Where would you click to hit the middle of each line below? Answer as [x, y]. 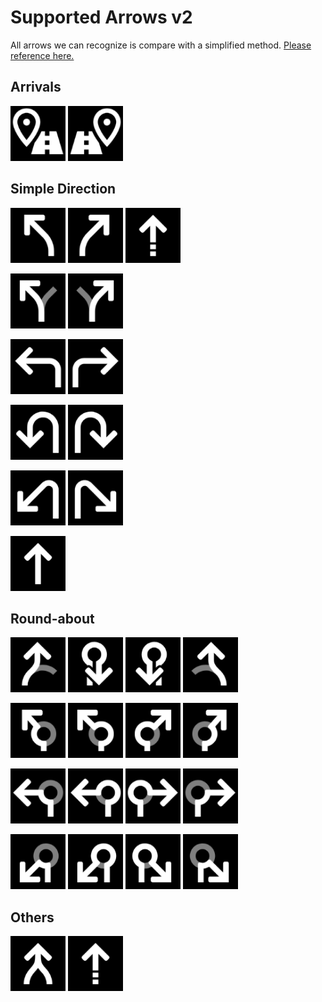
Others [32, 917]
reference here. [42, 55]
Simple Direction [63, 189]
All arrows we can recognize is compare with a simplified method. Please [161, 45]
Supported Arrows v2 [101, 17]
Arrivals [36, 87]
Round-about [52, 618]
